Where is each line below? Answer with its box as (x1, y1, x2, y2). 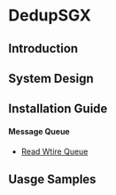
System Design (8, 70, 94, 85)
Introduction (8, 41, 79, 56)
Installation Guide (8, 102, 108, 117)
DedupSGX (8, 5, 92, 26)
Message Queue (8, 126, 70, 136)
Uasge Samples (8, 171, 97, 187)
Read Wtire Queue (20, 146, 89, 157)
